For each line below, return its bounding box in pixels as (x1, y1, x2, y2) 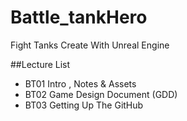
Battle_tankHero (10, 6, 148, 29)
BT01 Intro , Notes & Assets (24, 77, 137, 90)
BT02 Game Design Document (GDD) (24, 88, 178, 100)
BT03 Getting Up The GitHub (24, 99, 144, 111)
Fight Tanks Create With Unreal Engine (10, 39, 170, 51)
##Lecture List (10, 58, 71, 70)
